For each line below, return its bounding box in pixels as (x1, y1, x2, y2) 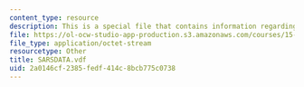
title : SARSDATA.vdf (9, 55, 88, 64)
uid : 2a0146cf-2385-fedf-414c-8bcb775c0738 (9, 64, 176, 73)
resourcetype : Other (9, 47, 88, 56)
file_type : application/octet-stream (9, 38, 152, 48)
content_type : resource (9, 13, 100, 23)
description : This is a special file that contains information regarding (9, 22, 298, 31)
